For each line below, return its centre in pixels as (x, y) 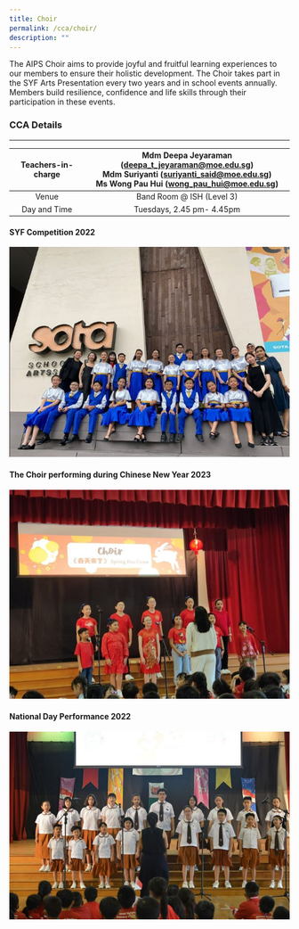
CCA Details (36, 125)
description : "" (39, 37)
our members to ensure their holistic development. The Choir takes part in (145, 74)
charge (47, 175)
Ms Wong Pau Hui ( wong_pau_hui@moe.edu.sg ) (187, 184)
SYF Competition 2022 (53, 232)
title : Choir (33, 19)
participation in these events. (62, 102)
